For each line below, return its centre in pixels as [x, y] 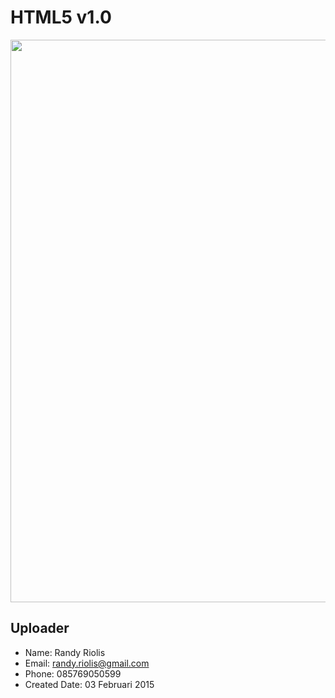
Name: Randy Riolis [65, 652]
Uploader [40, 628]
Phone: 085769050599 [73, 673]
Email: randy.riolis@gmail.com [87, 663]
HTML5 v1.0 [61, 17]
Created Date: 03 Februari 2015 [89, 684]
